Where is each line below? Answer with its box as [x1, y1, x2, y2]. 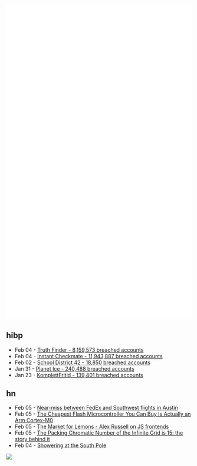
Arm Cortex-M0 [14, 417, 53, 424]
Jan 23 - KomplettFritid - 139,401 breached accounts [14, 371, 143, 378]
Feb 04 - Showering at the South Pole [14, 442, 107, 449]
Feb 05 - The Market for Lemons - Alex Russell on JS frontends [14, 423, 169, 430]
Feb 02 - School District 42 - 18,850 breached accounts [14, 359, 150, 366]
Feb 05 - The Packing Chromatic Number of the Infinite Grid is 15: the [14, 429, 183, 436]
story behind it [14, 436, 50, 443]
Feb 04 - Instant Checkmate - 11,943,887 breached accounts [14, 352, 163, 359]
